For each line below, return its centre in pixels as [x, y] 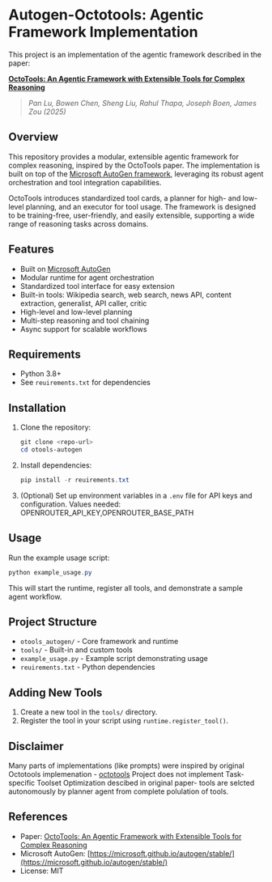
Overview [34, 137]
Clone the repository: [55, 427]
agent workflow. [35, 596]
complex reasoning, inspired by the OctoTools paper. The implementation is [134, 165]
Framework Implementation [103, 32]
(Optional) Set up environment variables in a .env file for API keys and [136, 495]
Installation [37, 407]
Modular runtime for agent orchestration [87, 278]
